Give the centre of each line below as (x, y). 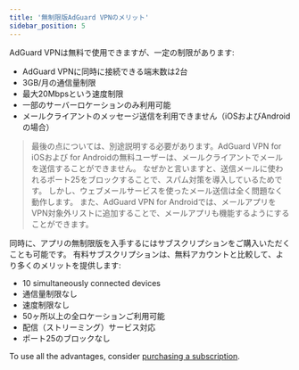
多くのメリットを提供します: (69, 265)
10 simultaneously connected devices (91, 283)
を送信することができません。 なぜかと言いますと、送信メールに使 (153, 168)
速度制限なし (46, 305)
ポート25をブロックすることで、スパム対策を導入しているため (161, 179)
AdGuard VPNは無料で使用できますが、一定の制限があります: (122, 52)
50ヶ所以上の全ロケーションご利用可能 (93, 316)
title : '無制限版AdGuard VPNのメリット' (79, 17)
